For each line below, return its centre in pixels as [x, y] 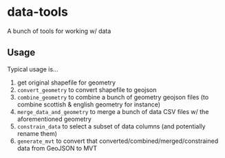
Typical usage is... [33, 69]
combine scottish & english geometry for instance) [88, 104]
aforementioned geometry [54, 119]
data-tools [38, 12]
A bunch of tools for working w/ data [59, 31]
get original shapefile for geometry [66, 82]
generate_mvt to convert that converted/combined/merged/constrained [118, 141]
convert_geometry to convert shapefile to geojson [87, 89]
